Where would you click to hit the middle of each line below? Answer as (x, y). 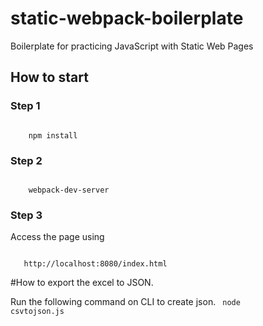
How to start (49, 77)
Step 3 (26, 215)
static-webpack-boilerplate (127, 18)
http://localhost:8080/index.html (95, 264)
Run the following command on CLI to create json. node (125, 302)
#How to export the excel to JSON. (82, 283)
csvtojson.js (37, 312)
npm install (53, 135)
